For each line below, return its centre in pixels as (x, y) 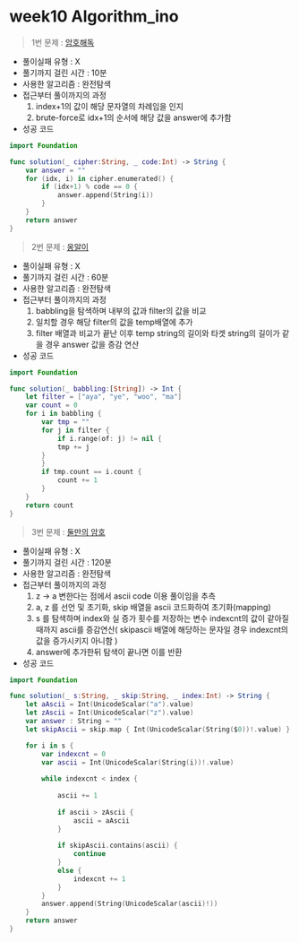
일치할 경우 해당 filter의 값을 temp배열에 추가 (114, 322)
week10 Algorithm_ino (94, 17)
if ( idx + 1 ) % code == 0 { (90, 187)
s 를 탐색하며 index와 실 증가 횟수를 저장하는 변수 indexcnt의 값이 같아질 (162, 618)
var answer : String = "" (74, 722)
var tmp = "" (66, 422)
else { (69, 870)
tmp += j (73, 447)
